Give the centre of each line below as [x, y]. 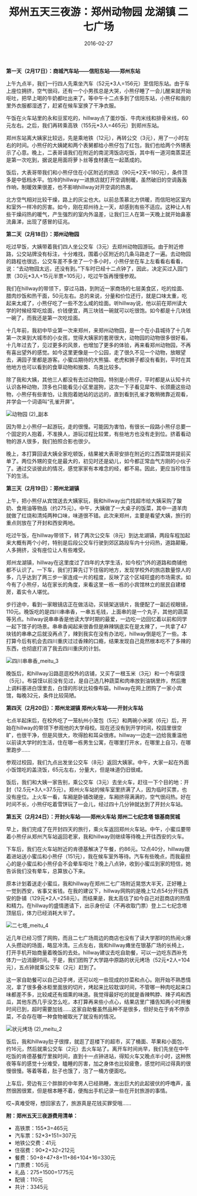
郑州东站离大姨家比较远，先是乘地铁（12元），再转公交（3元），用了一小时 [95, 138]
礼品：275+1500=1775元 [44, 1172]
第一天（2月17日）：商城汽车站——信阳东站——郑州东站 [73, 71]
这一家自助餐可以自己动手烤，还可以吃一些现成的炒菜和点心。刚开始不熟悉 [96, 980]
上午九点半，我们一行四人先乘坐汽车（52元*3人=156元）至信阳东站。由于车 [98, 83]
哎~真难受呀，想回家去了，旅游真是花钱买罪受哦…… [69, 1103]
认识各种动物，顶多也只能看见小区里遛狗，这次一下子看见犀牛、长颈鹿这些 [96, 387]
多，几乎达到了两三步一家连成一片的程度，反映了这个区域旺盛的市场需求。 [96, 577]
